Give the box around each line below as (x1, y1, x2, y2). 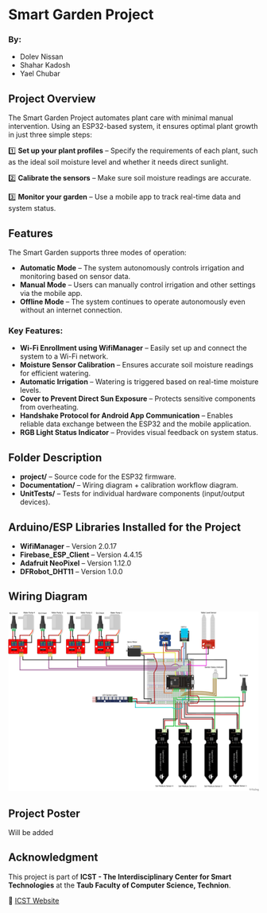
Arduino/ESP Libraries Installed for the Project (8, 520, 241, 534)
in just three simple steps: (8, 130, 93, 140)
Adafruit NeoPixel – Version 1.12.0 (19, 558, 132, 568)
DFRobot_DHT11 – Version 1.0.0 (19, 567, 123, 577)
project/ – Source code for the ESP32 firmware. (19, 472, 176, 482)
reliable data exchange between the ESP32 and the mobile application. (19, 419, 252, 429)
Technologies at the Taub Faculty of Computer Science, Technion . (8, 880, 231, 890)
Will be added (8, 827, 54, 837)
